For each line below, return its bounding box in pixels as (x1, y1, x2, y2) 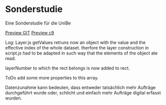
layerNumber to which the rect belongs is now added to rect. (5, 65, 130, 71)
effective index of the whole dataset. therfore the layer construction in (5, 44, 149, 50)
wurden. (5, 95, 22, 101)
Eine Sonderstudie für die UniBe (5, 20, 71, 26)
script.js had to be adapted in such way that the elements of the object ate (5, 50, 158, 56)
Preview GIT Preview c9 (5, 29, 54, 35)
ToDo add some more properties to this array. (5, 74, 99, 80)
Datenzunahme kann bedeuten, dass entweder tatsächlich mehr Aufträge (5, 84, 156, 90)
